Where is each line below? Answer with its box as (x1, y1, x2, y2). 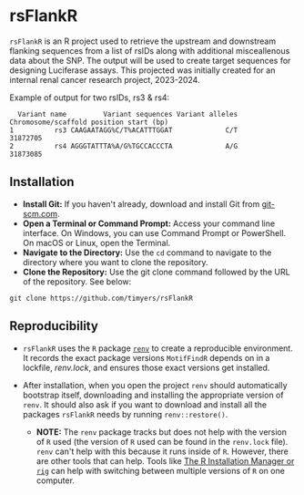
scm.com (22, 208, 58, 219)
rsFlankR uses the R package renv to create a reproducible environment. (22, 343, 293, 354)
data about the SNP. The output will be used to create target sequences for (9, 55, 291, 66)
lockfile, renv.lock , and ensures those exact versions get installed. (22, 362, 270, 373)
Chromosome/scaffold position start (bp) (9, 118, 169, 127)
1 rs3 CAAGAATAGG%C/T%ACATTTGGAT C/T (9, 125, 238, 135)
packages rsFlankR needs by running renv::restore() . (22, 408, 228, 419)
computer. (35, 475, 76, 486)
